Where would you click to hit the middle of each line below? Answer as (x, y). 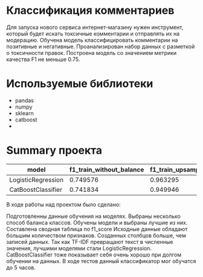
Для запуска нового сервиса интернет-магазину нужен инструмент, (95, 27)
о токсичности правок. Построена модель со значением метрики (92, 53)
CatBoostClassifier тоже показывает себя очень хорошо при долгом (94, 255)
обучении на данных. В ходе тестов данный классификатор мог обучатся (101, 261)
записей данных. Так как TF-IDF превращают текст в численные (90, 241)
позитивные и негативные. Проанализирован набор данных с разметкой (101, 46)
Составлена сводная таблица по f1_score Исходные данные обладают (97, 229)
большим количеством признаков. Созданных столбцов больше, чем (96, 235)
